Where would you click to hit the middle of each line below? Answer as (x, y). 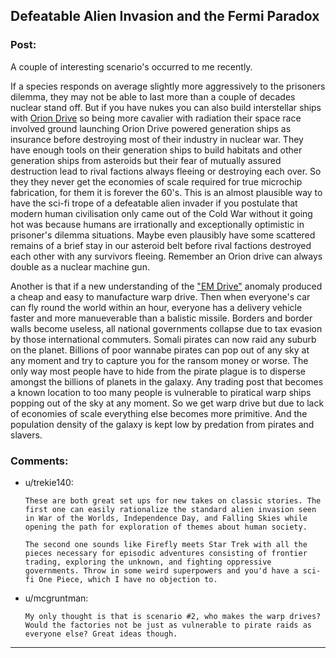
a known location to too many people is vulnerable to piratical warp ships (161, 392)
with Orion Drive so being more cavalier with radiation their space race (156, 118)
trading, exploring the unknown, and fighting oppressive (148, 562)
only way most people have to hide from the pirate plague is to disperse (158, 371)
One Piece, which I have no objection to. (128, 579)
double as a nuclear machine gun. (80, 266)
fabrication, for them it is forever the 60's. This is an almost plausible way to (166, 192)
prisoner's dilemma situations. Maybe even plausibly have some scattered (163, 235)
